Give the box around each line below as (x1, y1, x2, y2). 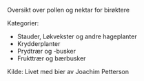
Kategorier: (7, 19, 39, 27)
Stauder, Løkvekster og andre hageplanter (17, 32, 137, 40)
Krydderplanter (17, 40, 61, 47)
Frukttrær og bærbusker (17, 54, 86, 62)
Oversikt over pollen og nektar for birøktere (7, 6, 130, 14)
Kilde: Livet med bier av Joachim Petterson (7, 68, 130, 76)
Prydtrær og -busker (17, 47, 76, 55)
